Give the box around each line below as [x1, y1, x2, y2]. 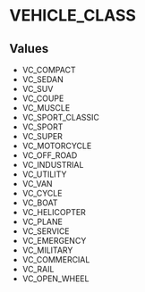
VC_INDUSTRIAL [21, 160, 84, 170]
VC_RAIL [21, 264, 55, 274]
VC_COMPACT [21, 64, 76, 75]
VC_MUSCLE [21, 103, 71, 113]
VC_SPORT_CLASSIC [21, 113, 100, 122]
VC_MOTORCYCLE [21, 140, 92, 151]
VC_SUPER [21, 131, 63, 141]
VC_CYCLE [21, 188, 63, 198]
